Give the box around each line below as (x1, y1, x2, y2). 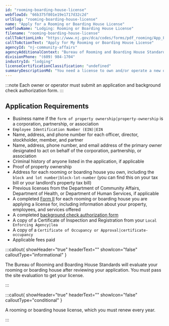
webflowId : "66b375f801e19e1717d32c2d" (5, 12, 89, 17)
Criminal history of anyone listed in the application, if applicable (12, 158, 144, 164)
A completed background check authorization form (12, 212, 119, 218)
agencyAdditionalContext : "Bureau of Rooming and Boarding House (5, 49, 145, 54)
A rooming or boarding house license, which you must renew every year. (5, 307, 156, 313)
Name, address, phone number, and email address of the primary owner (12, 142, 162, 148)
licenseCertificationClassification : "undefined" (5, 63, 112, 69)
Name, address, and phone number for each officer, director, (12, 132, 139, 138)
